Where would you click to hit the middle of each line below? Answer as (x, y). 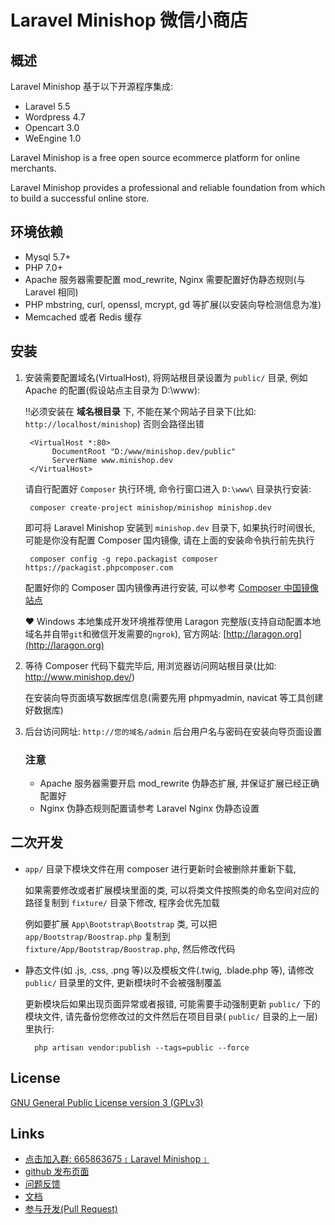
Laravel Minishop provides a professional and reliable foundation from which (168, 187)
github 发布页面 (57, 1172)
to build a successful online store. (80, 198)
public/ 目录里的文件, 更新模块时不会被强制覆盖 (123, 982)
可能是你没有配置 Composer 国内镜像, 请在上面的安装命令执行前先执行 (169, 540)
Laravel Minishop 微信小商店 (129, 20)
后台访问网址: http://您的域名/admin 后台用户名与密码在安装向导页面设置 (173, 731)
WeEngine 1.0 (53, 138)
